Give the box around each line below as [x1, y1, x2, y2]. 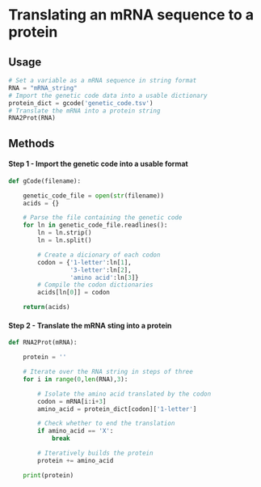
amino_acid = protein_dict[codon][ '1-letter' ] [37, 404, 197, 413]
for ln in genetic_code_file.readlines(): [23, 221, 168, 230]
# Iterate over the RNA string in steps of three [23, 368, 194, 376]
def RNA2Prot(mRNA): [8, 338, 78, 347]
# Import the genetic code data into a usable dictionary [8, 91, 208, 100]
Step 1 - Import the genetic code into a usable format [8, 159, 188, 169]
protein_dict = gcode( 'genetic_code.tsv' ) [8, 99, 154, 107]
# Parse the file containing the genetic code [23, 214, 183, 222]
